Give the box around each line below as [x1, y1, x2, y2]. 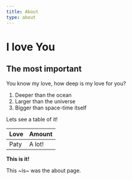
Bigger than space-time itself [14, 104, 87, 111]
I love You [6, 40, 56, 54]
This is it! [6, 155, 30, 162]
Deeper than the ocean [14, 91, 72, 99]
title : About [6, 8, 39, 15]
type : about [6, 14, 36, 20]
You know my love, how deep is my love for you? [6, 80, 127, 87]
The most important [6, 64, 82, 74]
